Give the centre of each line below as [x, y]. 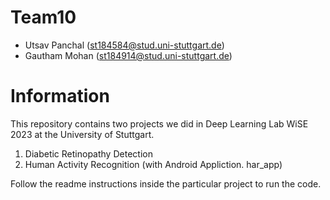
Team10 [43, 17]
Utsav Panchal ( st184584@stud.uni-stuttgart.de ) [124, 45]
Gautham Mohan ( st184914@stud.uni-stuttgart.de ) [128, 55]
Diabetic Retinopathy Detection [88, 153]
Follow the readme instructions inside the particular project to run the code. [166, 183]
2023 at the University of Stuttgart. [82, 134]
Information [60, 96]
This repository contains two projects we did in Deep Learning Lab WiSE [159, 123]
